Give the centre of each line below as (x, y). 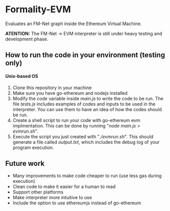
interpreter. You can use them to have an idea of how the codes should (87, 109)
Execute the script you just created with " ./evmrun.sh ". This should (83, 136)
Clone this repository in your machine (52, 88)
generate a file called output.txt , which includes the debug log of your (86, 142)
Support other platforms (38, 192)
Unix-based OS (22, 76)
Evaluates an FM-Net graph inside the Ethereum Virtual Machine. (74, 24)
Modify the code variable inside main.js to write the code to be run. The (88, 98)
